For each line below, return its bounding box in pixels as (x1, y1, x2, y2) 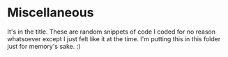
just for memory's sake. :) (7, 42, 81, 50)
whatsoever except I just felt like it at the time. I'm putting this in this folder (7, 34, 221, 43)
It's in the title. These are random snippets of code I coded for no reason (7, 27, 216, 36)
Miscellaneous (7, 5, 94, 21)
